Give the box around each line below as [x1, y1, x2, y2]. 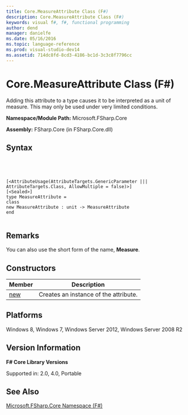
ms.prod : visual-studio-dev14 [6, 47, 80, 53]
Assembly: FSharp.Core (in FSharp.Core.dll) [6, 125, 113, 132]
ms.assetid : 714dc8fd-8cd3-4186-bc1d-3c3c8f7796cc [6, 52, 132, 58]
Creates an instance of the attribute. [39, 291, 138, 298]
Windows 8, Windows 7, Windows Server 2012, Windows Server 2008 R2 [6, 326, 183, 333]
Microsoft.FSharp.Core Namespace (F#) [6, 402, 103, 409]
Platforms [6, 310, 43, 320]
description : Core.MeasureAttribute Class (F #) [6, 14, 125, 20]
